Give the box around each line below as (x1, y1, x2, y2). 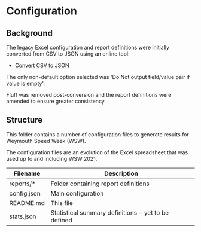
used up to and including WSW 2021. (6, 155, 98, 162)
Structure (6, 115, 43, 125)
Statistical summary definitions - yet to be (50, 208, 169, 216)
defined (50, 216, 73, 224)
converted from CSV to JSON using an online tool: (6, 50, 130, 57)
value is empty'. (6, 80, 45, 87)
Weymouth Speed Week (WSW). (6, 137, 86, 144)
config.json (9, 189, 41, 197)
